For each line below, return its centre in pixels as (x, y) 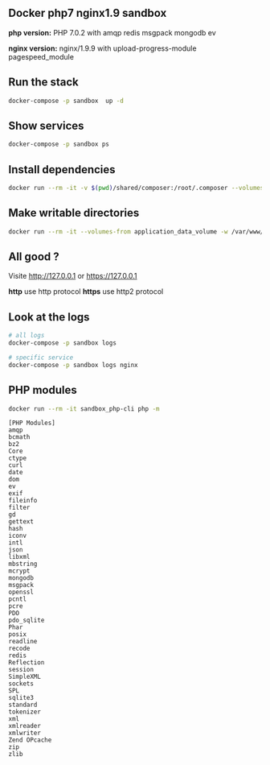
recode (19, 649)
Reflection (27, 663)
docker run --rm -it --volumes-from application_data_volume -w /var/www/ (136, 232)
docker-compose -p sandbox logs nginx (73, 365)
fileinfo (23, 501)
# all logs (27, 336)
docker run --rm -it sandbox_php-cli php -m (84, 409)
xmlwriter (25, 733)
